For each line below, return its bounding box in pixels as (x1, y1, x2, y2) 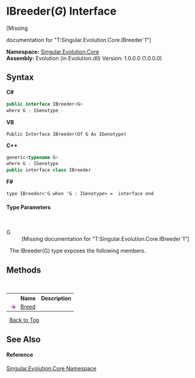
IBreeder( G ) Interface (6, 4, 117, 18)
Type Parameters (6, 203, 51, 211)
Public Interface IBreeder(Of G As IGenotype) (6, 131, 127, 137)
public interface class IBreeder (6, 167, 91, 173)
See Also (6, 334, 41, 344)
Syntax (6, 72, 34, 83)
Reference (6, 351, 34, 358)
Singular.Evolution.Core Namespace (6, 365, 97, 372)
